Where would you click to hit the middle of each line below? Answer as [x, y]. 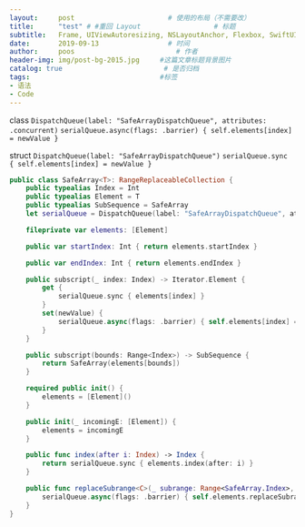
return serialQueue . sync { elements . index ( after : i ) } [148, 464]
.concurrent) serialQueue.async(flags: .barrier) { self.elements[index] [151, 130]
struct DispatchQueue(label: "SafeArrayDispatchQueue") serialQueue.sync [148, 155]
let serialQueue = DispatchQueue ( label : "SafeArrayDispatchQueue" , [156, 214]
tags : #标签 [93, 77]
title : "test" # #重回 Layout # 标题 [123, 26]
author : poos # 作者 [103, 52]
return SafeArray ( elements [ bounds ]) [111, 364]
